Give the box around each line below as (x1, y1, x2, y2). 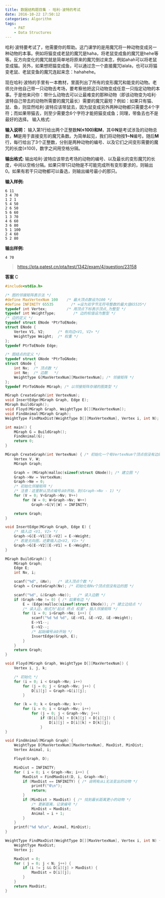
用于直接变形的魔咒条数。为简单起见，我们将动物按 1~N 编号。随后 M (22, 133, 159, 139)
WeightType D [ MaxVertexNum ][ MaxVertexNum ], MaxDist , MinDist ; (14, 743, 144, 748)
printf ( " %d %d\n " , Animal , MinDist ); (14, 825, 91, 830)
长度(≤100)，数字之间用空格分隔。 (13, 145, 83, 151)
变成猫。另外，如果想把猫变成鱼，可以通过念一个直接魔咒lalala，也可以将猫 (5, 63, 158, 69)
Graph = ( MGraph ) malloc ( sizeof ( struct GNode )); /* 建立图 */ (14, 470, 139, 475)
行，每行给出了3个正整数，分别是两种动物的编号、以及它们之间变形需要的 (5, 139, 154, 145)
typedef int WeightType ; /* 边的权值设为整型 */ (5, 311, 116, 316)
